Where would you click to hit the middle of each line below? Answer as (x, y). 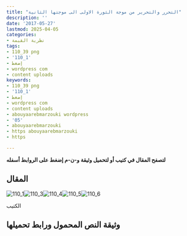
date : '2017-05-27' (31, 23)
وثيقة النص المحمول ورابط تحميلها (63, 225)
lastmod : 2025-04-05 (33, 29)
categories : (21, 35)
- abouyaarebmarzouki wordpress (47, 114)
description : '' (27, 18)
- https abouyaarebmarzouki (42, 131)
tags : (13, 46)
